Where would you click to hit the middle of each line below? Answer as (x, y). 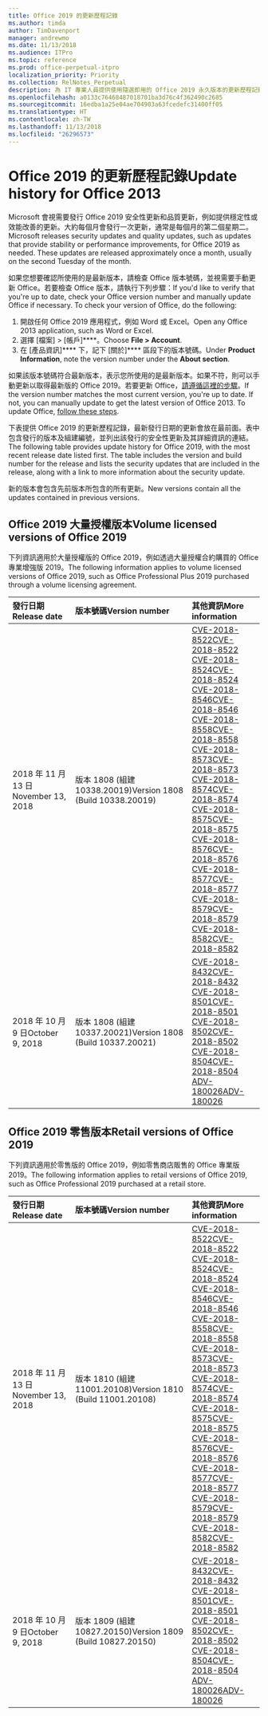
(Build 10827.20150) (116, 1642)
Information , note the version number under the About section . (124, 359)
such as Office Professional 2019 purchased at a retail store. (107, 1184)
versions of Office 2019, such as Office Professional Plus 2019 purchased (129, 577)
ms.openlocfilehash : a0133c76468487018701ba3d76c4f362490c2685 (116, 97)
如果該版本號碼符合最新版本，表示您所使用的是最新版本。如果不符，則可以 (130, 375)
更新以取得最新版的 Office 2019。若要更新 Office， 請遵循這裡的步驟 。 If (132, 385)
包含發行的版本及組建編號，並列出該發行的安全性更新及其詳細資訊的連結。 (130, 437)
